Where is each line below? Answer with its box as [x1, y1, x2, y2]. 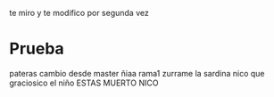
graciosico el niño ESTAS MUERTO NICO [9, 77, 159, 88]
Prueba [9, 39, 64, 59]
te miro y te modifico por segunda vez [9, 8, 149, 18]
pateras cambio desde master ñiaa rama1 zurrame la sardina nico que [9, 68, 265, 78]
